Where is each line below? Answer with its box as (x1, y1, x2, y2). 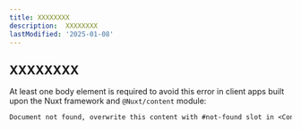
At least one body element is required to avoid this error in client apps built (9, 86, 285, 97)
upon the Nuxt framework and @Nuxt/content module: (9, 95, 207, 107)
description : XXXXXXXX (9, 21, 99, 30)
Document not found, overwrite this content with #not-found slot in (9, 113, 275, 122)
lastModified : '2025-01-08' (9, 29, 115, 38)
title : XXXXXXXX (9, 12, 70, 22)
